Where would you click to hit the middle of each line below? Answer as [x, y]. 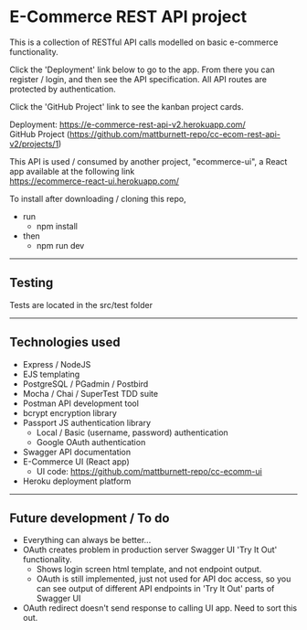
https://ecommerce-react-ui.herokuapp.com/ [95, 181]
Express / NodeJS [57, 364]
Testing [32, 283]
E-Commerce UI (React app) [76, 461]
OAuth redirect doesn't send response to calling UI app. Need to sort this [160, 608]
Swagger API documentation [77, 452]
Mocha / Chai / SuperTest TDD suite [90, 393]
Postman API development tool [81, 403]
